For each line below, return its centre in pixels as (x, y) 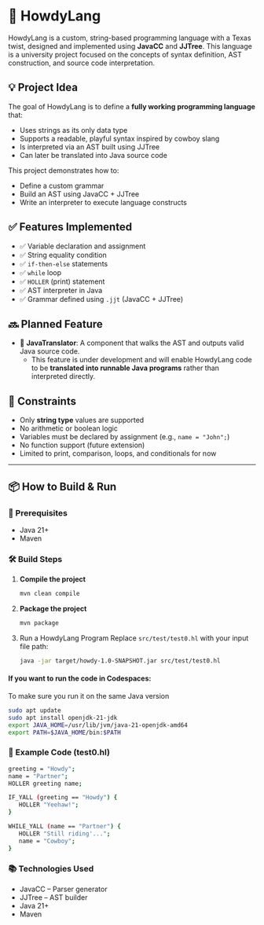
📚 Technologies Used (51, 869)
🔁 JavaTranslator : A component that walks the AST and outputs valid (132, 343)
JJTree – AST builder (53, 897)
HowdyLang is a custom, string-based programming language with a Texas (130, 38)
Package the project (53, 609)
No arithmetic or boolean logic (69, 428)
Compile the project (53, 579)
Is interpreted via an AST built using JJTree (90, 147)
